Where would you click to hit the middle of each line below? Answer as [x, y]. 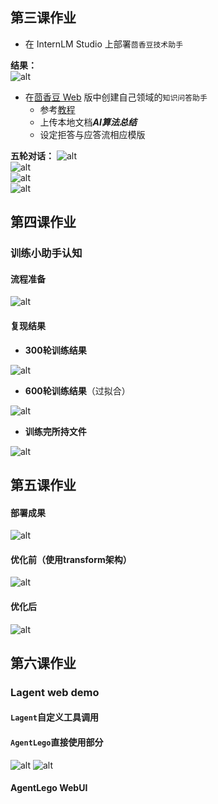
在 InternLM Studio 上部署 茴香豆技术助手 [104, 44]
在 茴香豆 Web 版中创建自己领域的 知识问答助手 [116, 97]
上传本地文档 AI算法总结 [88, 122]
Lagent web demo [55, 692]
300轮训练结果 [55, 350]
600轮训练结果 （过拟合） [77, 390]
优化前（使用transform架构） [71, 559]
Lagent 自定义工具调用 [54, 717]
